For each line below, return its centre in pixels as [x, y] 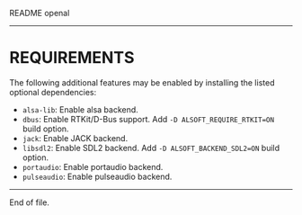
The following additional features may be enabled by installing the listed [142, 82]
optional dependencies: [53, 92]
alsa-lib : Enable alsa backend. [80, 109]
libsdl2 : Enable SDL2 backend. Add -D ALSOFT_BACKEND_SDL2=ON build [151, 148]
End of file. [29, 202]
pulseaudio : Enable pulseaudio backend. [97, 176]
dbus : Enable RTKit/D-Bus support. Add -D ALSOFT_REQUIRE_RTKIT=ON [148, 119]
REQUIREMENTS [72, 58]
